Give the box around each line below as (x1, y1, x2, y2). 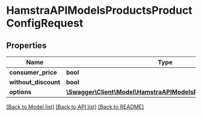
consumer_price (9, 69, 57, 76)
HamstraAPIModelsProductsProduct (6, 4, 192, 17)
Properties (6, 40, 47, 50)
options (9, 88, 32, 96)
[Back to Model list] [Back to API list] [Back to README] (6, 103, 144, 110)
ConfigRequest (6, 16, 84, 30)
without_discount (9, 78, 61, 86)
